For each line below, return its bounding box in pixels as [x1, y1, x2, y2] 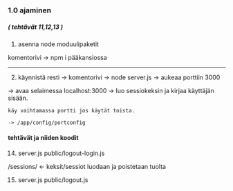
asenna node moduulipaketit [17, 40, 100, 48]
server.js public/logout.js [17, 176, 88, 184]
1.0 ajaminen [8, 6, 51, 15]
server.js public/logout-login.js [17, 149, 105, 157]
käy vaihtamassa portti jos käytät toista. [8, 107, 136, 114]
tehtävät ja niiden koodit [8, 134, 79, 142]
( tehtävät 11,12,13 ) [8, 23, 64, 31]
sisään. [8, 94, 28, 102]
